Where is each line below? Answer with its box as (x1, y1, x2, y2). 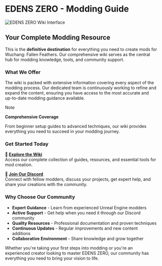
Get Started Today (5, 141, 49, 147)
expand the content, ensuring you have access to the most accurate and (5, 90, 149, 96)
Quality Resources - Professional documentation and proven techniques (12, 220, 157, 226)
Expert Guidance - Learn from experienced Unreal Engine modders (12, 204, 147, 210)
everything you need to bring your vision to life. (5, 255, 99, 261)
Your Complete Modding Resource (5, 33, 111, 42)
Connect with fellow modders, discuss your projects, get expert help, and (5, 176, 151, 182)
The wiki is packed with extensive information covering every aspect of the (5, 80, 154, 86)
